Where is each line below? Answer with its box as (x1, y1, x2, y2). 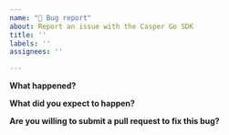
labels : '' (9, 38, 51, 48)
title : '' (9, 30, 47, 39)
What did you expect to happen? (9, 98, 135, 109)
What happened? (9, 80, 77, 91)
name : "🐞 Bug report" (9, 13, 92, 23)
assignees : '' (9, 47, 64, 57)
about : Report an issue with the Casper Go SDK (9, 22, 194, 31)
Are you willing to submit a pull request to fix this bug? (9, 116, 221, 127)
